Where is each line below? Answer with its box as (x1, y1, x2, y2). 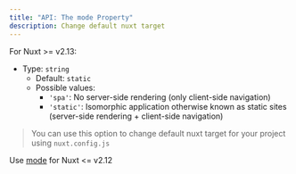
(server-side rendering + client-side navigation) (48, 111, 224, 121)
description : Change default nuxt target (9, 21, 166, 30)
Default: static (35, 72, 92, 83)
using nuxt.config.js (30, 137, 110, 148)
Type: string (21, 63, 70, 74)
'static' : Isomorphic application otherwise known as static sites (48, 101, 287, 112)
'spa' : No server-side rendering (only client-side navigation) (48, 91, 271, 103)
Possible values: (35, 82, 96, 93)
